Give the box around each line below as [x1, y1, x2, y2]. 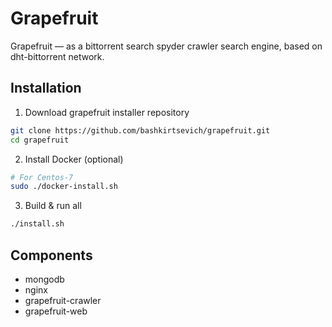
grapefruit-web [24, 305, 88, 317]
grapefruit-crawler [24, 294, 102, 306]
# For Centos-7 [10, 172, 74, 182]
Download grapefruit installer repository [24, 106, 190, 118]
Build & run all [24, 200, 82, 212]
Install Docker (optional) [24, 153, 124, 165]
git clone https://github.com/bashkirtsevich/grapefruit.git [10, 125, 271, 136]
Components [10, 247, 93, 264]
